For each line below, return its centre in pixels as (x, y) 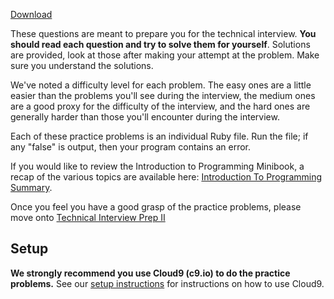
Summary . (31, 187)
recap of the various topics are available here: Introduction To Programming (166, 177)
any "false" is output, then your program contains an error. (131, 147)
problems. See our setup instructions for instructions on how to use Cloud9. (167, 283)
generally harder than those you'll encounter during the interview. (145, 117)
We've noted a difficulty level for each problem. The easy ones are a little (161, 85)
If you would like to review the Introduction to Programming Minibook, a (157, 166)
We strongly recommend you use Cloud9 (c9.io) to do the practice (150, 273)
